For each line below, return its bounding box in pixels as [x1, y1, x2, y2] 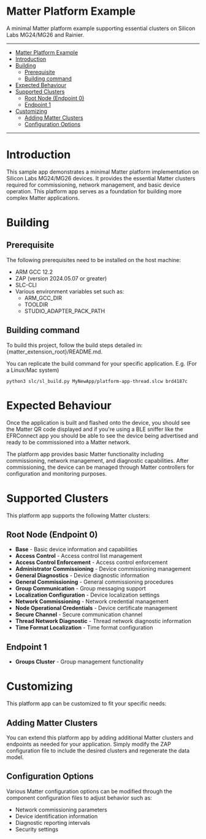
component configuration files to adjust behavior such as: [6, 794, 152, 802]
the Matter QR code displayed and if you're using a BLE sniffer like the [6, 425, 183, 433]
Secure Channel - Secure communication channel [15, 611, 143, 618]
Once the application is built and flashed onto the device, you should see [6, 419, 191, 426]
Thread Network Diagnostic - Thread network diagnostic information [15, 617, 191, 625]
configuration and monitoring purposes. [6, 470, 107, 477]
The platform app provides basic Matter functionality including [6, 450, 164, 458]
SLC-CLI [15, 281, 37, 288]
